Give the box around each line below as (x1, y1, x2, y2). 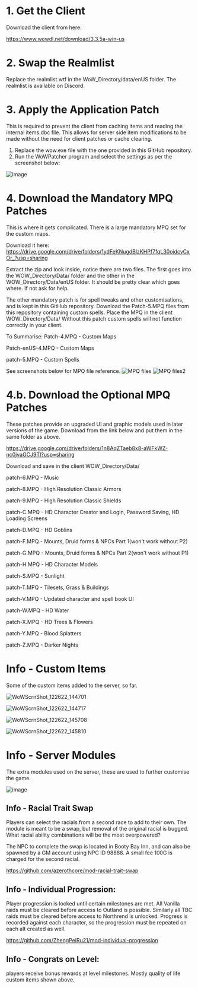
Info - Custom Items (6, 662, 106, 675)
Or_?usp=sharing (6, 254, 49, 261)
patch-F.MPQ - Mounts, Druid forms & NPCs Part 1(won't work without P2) (6, 537, 188, 544)
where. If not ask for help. (6, 284, 69, 292)
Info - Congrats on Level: (6, 954, 100, 964)
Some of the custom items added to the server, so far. (6, 682, 138, 689)
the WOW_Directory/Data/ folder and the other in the (6, 272, 135, 279)
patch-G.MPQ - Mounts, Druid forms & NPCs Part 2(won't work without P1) (6, 549, 189, 556)
